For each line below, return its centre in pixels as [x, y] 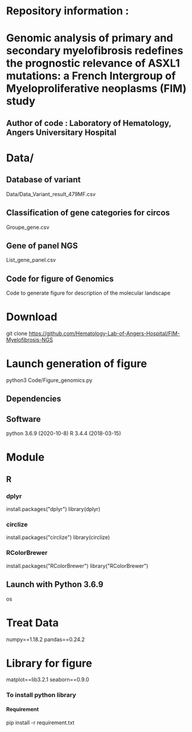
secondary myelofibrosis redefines [95, 51]
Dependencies [34, 399]
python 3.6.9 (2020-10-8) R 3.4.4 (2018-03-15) [64, 433]
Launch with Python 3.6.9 [55, 584]
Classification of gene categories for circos [88, 213]
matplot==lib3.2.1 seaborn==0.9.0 [48, 680]
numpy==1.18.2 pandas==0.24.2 [45, 639]
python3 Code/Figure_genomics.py [49, 380]
